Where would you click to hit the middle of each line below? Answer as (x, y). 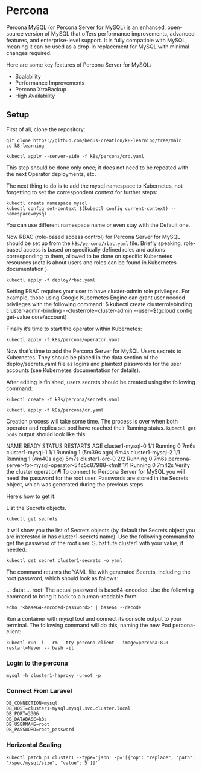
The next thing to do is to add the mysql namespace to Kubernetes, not (94, 186)
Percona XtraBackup (41, 89)
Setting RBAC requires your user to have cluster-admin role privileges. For (98, 291)
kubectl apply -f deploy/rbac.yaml (51, 280)
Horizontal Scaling (34, 745)
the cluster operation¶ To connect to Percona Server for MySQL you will (96, 471)
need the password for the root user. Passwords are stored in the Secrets (97, 478)
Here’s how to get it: (31, 496)
